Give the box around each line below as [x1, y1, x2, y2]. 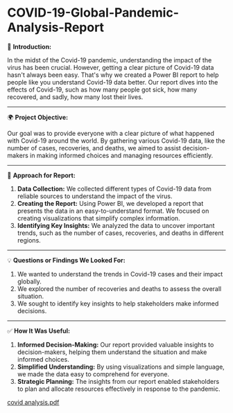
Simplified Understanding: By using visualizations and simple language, [17, 362, 225, 371]
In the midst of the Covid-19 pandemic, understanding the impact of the [7, 55, 212, 64]
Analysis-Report [7, 19, 105, 35]
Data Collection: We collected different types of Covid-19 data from [17, 184, 212, 193]
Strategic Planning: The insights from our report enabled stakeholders [17, 377, 220, 385]
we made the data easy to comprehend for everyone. [17, 369, 170, 378]
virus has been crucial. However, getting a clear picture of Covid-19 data [7, 63, 214, 71]
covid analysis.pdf [7, 398, 60, 406]
